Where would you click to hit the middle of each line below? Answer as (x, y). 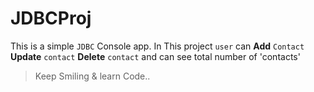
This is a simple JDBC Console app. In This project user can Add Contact (157, 46)
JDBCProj (51, 18)
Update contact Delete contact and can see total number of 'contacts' (155, 56)
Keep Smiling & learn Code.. (92, 76)
